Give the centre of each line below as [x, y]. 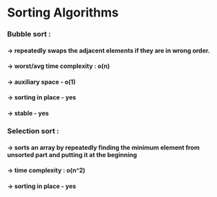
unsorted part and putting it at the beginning [72, 154]
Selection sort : [33, 131]
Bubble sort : [29, 34]
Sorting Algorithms [63, 13]
